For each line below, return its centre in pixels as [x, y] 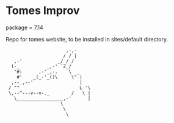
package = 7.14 [24, 27]
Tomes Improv [43, 11]
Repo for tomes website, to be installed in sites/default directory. [87, 39]
